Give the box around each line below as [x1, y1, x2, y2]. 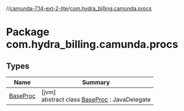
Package [6, 26, 50, 39]
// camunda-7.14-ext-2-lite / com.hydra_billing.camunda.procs [6, 5, 152, 12]
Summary [82, 78, 111, 86]
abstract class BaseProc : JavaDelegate [41, 96, 151, 103]
